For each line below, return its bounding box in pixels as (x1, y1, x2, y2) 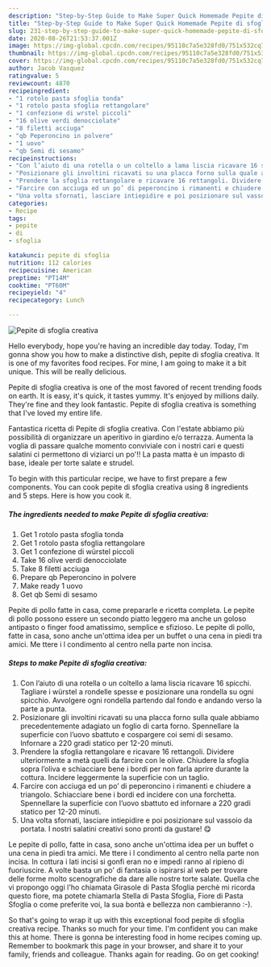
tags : (8, 215, 27, 223)
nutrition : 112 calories (8, 259, 92, 267)
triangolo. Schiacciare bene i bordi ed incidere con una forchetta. (19, 790, 236, 799)
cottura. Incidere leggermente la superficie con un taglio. (19, 772, 210, 782)
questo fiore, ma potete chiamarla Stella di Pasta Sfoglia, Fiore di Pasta (8, 890, 244, 900)
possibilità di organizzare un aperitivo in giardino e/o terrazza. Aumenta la (8, 432, 254, 442)
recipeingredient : (8, 86, 70, 95)
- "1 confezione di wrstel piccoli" (8, 110, 131, 118)
